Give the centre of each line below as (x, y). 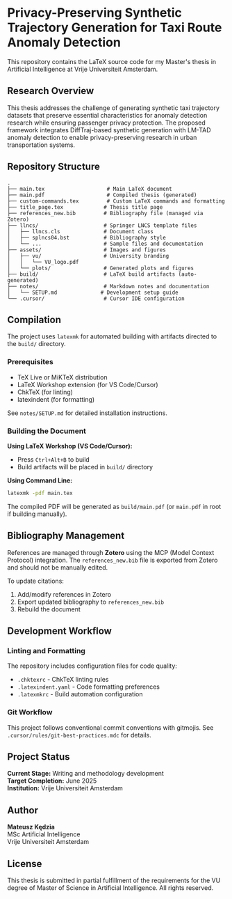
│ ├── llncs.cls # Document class (81, 231)
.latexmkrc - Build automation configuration (80, 694)
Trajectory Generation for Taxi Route (115, 28)
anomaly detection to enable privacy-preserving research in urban (102, 137)
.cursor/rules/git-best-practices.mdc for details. (79, 735)
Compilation (34, 319)
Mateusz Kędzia (31, 827)
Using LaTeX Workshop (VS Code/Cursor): (70, 446)
